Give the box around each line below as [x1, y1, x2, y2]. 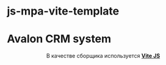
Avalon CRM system [7, 32, 112, 46]
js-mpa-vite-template [7, 4, 120, 18]
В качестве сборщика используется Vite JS [46, 52, 161, 60]
